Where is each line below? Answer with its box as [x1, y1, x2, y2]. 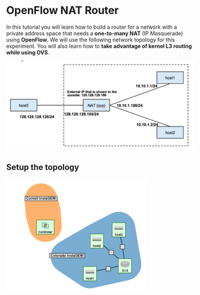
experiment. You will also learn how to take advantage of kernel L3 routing [6, 42, 192, 50]
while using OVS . [6, 48, 50, 56]
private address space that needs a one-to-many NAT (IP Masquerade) [6, 29, 184, 37]
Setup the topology [6, 162, 80, 172]
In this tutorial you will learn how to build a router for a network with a [6, 23, 177, 31]
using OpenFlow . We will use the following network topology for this [6, 36, 175, 43]
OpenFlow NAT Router [6, 4, 119, 17]
